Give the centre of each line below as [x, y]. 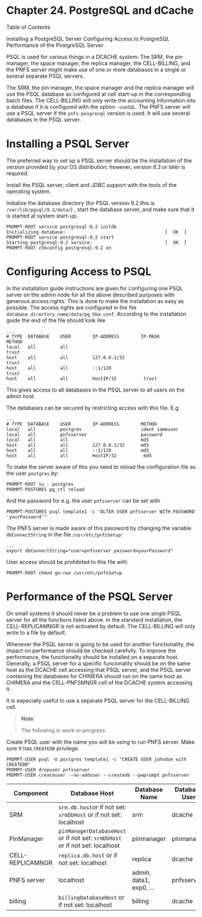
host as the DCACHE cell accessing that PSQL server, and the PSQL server [99, 670]
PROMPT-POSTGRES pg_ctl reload [45, 489]
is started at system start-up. [42, 216]
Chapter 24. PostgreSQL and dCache [100, 11]
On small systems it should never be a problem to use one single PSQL [94, 613]
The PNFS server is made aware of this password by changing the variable [99, 528]
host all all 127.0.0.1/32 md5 [78, 445]
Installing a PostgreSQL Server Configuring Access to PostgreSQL [88, 38]
